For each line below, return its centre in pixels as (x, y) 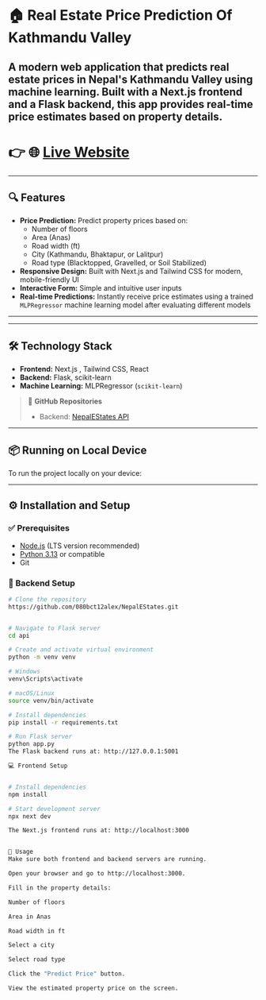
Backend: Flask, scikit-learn (66, 377)
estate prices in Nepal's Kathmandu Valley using (131, 79)
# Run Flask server (40, 737)
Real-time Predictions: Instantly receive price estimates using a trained (136, 297)
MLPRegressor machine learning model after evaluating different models (135, 305)
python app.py (32, 744)
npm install (28, 794)
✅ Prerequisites (39, 528)
